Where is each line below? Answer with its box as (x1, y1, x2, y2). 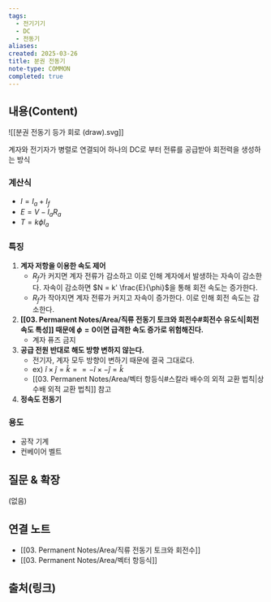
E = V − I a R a (19, 206, 62, 219)
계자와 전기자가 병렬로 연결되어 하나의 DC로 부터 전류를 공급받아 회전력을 (8, 145, 240, 154)
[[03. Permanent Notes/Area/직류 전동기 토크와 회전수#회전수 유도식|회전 (19, 314, 260, 325)
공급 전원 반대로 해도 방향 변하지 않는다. (19, 345, 144, 355)
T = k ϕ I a (19, 217, 49, 229)
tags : (8, 11, 27, 20)
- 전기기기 (15, 19, 46, 28)
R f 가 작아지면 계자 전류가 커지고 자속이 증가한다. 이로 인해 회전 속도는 (32, 293, 252, 305)
